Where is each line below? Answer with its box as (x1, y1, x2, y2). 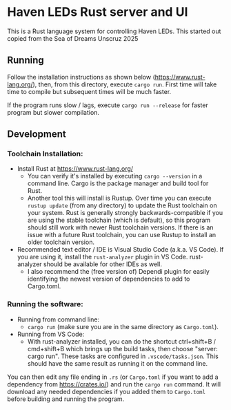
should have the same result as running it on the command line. (27, 359, 208, 367)
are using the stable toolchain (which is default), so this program (27, 216, 211, 225)
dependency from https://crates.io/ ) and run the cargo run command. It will (7, 380, 221, 388)
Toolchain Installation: (7, 149, 83, 159)
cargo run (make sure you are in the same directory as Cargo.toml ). (27, 322, 219, 330)
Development (7, 129, 67, 140)
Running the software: (7, 299, 84, 309)
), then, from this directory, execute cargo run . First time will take (32, 80, 217, 88)
